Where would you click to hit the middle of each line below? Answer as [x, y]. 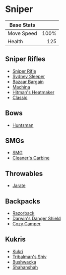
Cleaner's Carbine [31, 158]
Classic [20, 97]
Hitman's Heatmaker [33, 92]
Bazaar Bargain [28, 82]
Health [15, 41]
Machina [21, 87]
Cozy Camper [27, 224]
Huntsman [23, 125]
